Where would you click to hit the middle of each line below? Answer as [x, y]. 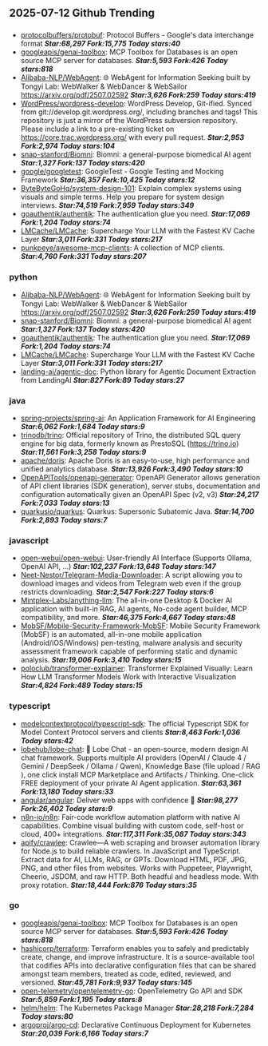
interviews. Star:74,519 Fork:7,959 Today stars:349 [107, 205]
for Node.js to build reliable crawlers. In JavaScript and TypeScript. [131, 851]
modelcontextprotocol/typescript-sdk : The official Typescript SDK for [135, 723]
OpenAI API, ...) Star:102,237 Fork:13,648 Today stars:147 [118, 567]
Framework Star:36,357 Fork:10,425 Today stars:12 [108, 180]
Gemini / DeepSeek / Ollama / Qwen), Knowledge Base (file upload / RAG [140, 766]
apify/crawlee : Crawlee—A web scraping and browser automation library [140, 842]
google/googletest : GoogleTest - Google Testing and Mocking [122, 172]
